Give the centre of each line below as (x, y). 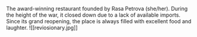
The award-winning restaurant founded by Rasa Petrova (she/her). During (97, 9)
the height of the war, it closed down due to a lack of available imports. (93, 15)
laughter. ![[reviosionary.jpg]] (42, 27)
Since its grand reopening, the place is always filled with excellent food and (99, 21)
